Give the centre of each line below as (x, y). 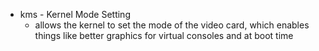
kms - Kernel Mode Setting (75, 14)
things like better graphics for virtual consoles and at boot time (164, 35)
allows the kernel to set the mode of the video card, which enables (172, 25)
